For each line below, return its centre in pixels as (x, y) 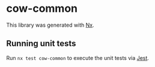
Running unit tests (41, 44)
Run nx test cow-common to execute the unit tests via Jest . (77, 58)
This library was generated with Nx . (50, 25)
